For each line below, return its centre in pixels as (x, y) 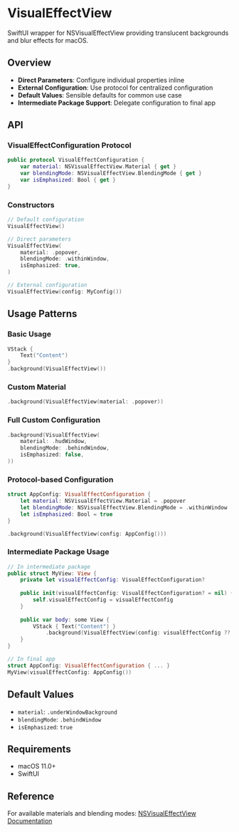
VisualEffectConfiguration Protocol (69, 145)
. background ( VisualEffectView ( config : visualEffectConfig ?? (138, 633)
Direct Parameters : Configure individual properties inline (101, 80)
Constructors (31, 204)
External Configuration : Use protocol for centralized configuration (115, 88)
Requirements (39, 749)
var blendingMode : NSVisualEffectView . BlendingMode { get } (111, 173)
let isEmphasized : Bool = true (67, 514)
